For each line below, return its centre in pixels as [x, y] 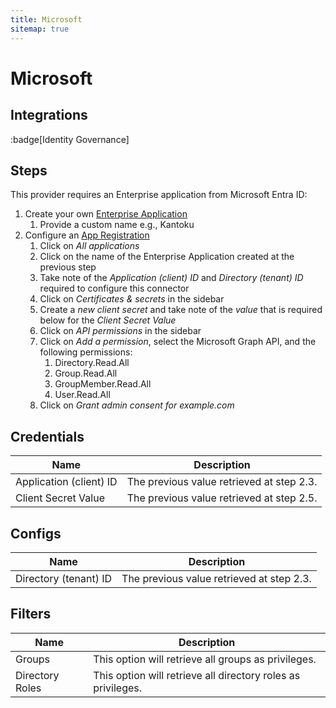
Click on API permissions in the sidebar [120, 331]
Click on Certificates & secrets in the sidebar [132, 299]
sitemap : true [40, 29]
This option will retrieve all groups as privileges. [205, 659]
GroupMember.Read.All [103, 384]
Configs [36, 533]
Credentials [47, 436]
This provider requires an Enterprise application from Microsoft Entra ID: [159, 195]
